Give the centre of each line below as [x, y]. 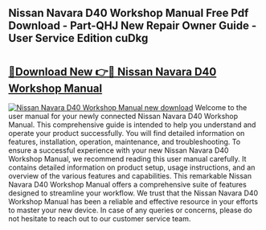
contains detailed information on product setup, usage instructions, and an [132, 167]
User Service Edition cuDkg [78, 38]
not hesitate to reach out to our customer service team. [100, 219]
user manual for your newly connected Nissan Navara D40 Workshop [123, 116]
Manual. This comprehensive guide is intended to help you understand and [132, 125]
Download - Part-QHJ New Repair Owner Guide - [133, 26]
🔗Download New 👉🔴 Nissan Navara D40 [113, 72]
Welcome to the [221, 107]
